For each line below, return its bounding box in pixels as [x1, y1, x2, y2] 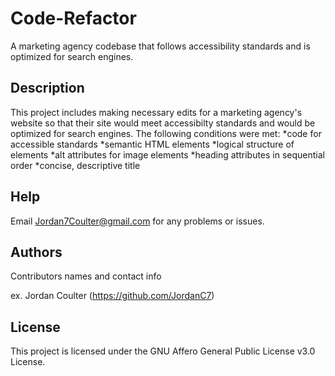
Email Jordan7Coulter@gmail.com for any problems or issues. [10, 215, 265, 227]
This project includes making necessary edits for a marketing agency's [10, 106, 303, 118]
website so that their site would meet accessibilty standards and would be [10, 117, 316, 129]
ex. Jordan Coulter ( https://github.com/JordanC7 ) [10, 290, 215, 302]
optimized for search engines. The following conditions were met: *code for [10, 127, 322, 139]
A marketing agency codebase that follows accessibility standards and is [10, 40, 311, 52]
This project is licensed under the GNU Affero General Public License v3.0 [10, 345, 316, 357]
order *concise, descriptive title [10, 159, 141, 171]
